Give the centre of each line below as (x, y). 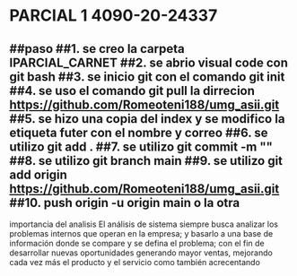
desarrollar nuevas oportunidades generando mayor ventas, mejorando (141, 253)
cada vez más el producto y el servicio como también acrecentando (135, 262)
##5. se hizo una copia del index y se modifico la (147, 119)
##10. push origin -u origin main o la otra (125, 203)
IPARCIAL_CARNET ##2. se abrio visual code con (149, 62)
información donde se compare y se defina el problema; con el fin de (137, 243)
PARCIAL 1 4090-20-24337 (114, 16)
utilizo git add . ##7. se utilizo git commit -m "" (141, 147)
